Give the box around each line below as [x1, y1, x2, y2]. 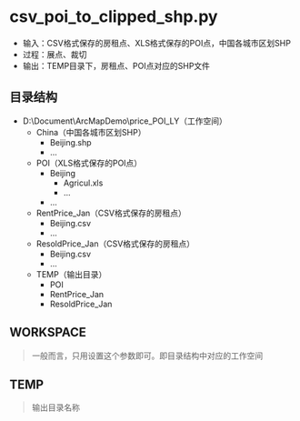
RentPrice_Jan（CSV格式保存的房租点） [35, 207, 186, 218]
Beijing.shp [49, 136, 93, 147]
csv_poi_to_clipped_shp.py [9, 6, 218, 27]
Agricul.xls [63, 177, 104, 188]
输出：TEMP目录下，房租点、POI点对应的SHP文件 [22, 60, 211, 71]
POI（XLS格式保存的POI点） [35, 157, 143, 168]
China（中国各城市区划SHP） [35, 126, 146, 137]
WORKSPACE [9, 325, 86, 340]
